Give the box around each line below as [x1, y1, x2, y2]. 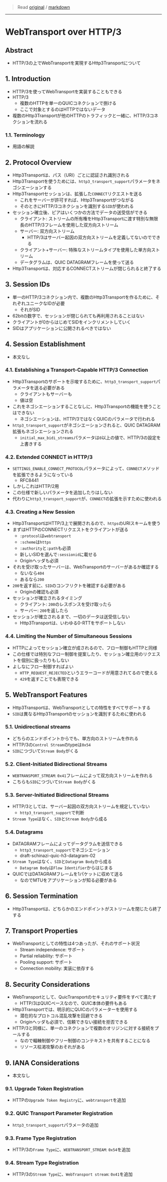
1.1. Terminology [5, 132, 45, 139]
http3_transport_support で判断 [19, 810, 84, 816]
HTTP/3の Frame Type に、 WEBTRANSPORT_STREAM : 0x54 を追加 [12, 1146, 131, 1153]
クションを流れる [12, 119, 48, 125]
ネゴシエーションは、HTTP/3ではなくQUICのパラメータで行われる [19, 416, 156, 422]
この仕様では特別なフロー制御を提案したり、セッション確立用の [12, 651, 143, 657]
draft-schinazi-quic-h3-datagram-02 [19, 852, 96, 859]
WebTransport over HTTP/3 [5, 26, 122, 38]
